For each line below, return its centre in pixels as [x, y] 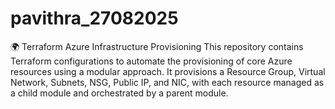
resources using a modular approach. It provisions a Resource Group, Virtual [168, 71]
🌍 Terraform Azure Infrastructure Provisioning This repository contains [157, 46]
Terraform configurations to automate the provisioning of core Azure [151, 61]
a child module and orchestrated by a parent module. [119, 93]
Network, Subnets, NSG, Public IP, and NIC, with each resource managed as [167, 82]
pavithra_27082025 [94, 18]
